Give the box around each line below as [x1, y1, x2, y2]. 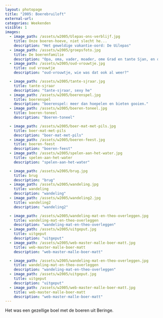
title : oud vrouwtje [14, 66, 55, 71]
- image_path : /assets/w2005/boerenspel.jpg [9, 93, 101, 97]
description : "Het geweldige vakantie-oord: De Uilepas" [14, 43, 131, 48]
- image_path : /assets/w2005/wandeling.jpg [9, 182, 98, 187]
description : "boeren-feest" [14, 146, 73, 151]
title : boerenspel [14, 97, 51, 102]
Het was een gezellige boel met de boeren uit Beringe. [5, 307, 114, 313]
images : [5, 30, 21, 34]
